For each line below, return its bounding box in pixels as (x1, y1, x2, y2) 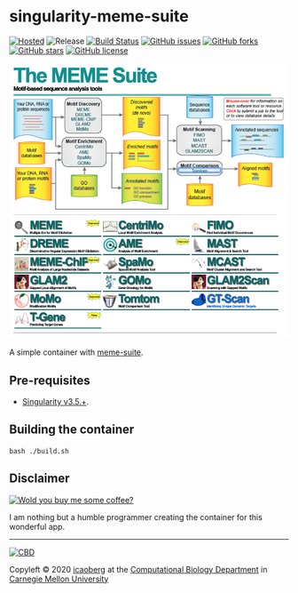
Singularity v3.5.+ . (21, 397, 90, 407)
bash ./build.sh (9, 446, 69, 455)
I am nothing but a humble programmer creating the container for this (9, 511, 263, 522)
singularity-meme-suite (9, 6, 189, 27)
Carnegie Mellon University (9, 573, 109, 584)
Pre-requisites (9, 373, 90, 388)
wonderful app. (9, 521, 65, 532)
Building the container (9, 422, 135, 437)
